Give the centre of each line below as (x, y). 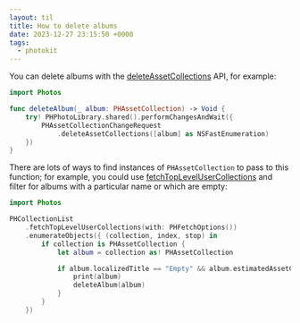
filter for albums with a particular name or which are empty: (118, 187)
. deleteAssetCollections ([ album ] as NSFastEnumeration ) (163, 134)
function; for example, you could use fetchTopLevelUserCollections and (141, 177)
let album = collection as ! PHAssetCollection (145, 252)
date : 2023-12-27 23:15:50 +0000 (71, 34)
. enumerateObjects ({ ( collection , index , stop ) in (121, 235)
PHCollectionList (42, 219)
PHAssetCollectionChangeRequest (102, 125)
